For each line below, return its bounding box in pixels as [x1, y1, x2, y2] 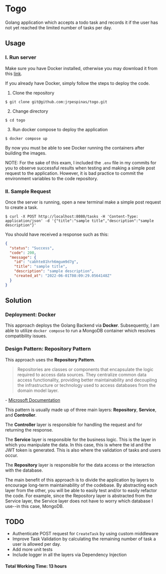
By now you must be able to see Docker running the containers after [5, 144, 145, 150]
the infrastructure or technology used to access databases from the [17, 382, 156, 388]
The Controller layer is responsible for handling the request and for [5, 422, 143, 428]
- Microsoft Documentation [5, 397, 60, 403]
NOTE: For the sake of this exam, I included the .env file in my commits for [5, 159, 157, 165]
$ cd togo [5, 118, 26, 123]
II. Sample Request [5, 188, 51, 195]
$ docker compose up [5, 136, 48, 141]
